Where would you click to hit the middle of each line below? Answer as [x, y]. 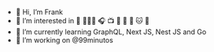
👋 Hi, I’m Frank [39, 12]
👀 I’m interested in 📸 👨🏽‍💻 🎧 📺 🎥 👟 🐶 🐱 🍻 [82, 21]
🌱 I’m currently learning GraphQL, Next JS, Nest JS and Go [111, 32]
